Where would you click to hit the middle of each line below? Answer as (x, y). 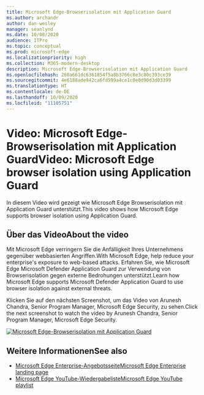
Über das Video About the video (67, 234)
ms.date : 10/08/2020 (33, 35)
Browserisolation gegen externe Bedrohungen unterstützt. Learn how (93, 276)
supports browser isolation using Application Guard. (72, 216)
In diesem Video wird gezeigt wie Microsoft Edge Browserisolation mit (95, 202)
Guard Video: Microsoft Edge (80, 159)
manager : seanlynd (30, 29)
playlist (24, 385)
